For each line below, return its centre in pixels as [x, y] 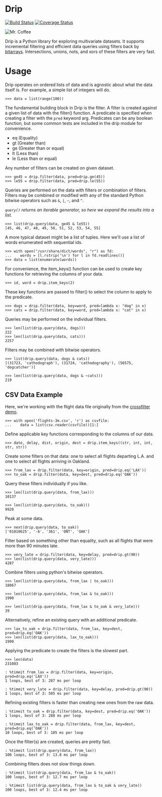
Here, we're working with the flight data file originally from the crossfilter [78, 406]
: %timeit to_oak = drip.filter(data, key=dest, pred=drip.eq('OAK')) [78, 711]
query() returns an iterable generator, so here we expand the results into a [80, 209]
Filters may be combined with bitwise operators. [53, 350]
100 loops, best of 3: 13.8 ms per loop [47, 755]
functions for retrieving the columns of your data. [54, 274]
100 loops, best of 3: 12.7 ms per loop [47, 777]
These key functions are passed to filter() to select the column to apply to [78, 292]
